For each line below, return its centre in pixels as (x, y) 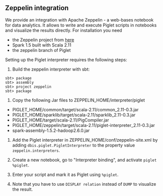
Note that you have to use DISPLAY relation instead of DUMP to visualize (84, 184)
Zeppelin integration (37, 8)
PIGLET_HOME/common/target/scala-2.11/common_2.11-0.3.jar (75, 109)
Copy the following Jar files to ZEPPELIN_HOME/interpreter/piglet (78, 100)
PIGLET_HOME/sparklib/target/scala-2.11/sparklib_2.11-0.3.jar (74, 115)
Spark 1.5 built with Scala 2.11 (42, 45)
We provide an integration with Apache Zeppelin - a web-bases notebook (79, 20)
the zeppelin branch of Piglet (41, 50)
